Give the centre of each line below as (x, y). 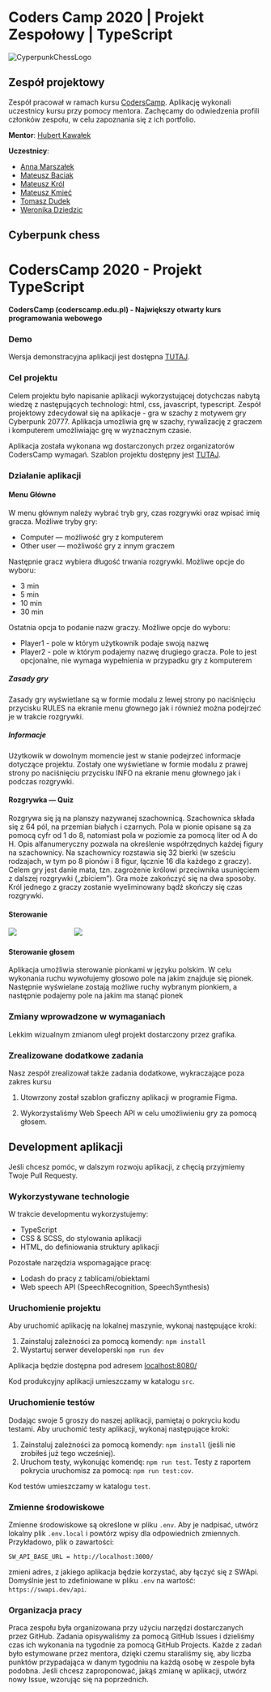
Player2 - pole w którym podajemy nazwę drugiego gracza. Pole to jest (138, 651)
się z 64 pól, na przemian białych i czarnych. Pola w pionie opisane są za (130, 827)
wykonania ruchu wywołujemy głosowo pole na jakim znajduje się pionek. (131, 978)
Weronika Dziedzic (51, 209)
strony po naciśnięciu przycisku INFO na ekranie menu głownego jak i (125, 773)
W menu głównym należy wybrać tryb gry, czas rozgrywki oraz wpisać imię (134, 513)
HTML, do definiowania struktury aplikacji (89, 1247)
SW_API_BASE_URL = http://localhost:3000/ (81, 1557)
